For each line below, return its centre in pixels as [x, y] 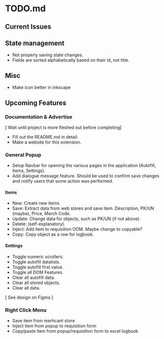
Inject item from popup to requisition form [54, 326]
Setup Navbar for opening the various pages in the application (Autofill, [84, 166]
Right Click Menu [26, 310]
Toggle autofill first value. [38, 267]
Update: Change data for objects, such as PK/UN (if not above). [76, 219]
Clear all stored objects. [36, 283]
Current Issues [28, 27]
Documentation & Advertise [39, 117]
